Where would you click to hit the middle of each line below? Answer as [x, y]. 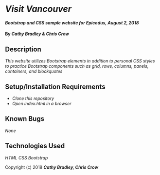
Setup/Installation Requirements [55, 87]
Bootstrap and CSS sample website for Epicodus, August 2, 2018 [72, 22]
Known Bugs [25, 119]
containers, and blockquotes [34, 71]
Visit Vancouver [38, 9]
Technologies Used [35, 146]
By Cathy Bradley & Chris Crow [37, 34]
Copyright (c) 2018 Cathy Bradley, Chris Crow [52, 167]
